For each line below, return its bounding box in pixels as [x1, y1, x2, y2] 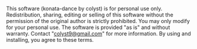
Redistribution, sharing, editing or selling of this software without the [6, 11, 174, 18]
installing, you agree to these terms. [6, 37, 94, 43]
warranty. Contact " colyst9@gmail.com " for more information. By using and [6, 30, 191, 37]
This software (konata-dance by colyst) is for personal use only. [6, 5, 163, 12]
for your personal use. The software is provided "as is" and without [6, 24, 170, 31]
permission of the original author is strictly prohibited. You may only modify [6, 18, 190, 24]
